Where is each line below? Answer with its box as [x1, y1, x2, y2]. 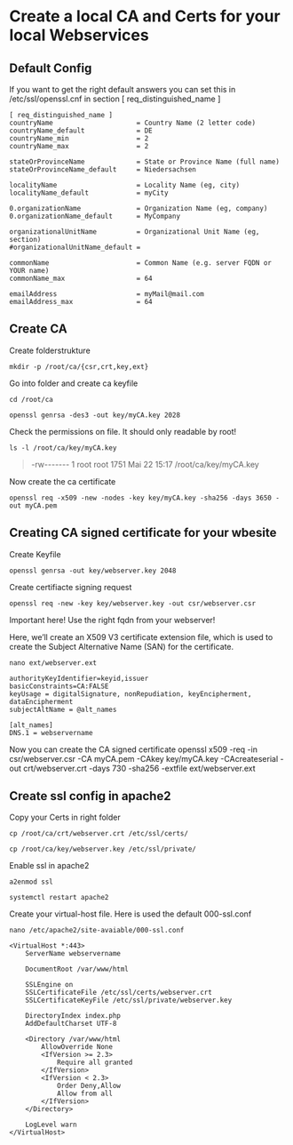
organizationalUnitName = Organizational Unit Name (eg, [9, 228, 260, 236]
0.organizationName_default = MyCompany [9, 212, 180, 220]
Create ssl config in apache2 [9, 789, 171, 804]
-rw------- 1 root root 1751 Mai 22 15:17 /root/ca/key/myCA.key [30, 459, 259, 469]
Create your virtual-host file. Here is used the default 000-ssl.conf [9, 909, 252, 919]
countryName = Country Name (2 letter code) [9, 118, 256, 127]
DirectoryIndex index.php [25, 1012, 122, 1021]
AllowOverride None [41, 1043, 114, 1052]
